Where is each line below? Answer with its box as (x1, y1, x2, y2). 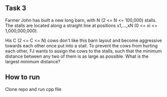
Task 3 (5, 4, 26, 12)
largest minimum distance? (5, 58, 61, 64)
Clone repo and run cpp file (5, 86, 62, 92)
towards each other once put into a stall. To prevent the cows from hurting (5, 42, 158, 49)
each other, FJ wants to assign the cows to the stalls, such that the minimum (5, 48, 162, 54)
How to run (5, 73, 40, 82)
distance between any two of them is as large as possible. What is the (5, 53, 149, 59)
